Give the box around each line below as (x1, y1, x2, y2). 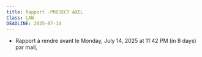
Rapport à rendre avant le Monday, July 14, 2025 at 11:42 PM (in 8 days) (15, 37, 197, 45)
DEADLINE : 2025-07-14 (6, 20, 62, 26)
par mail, (15, 44, 38, 51)
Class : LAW (6, 15, 34, 21)
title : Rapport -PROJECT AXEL (6, 9, 84, 15)
